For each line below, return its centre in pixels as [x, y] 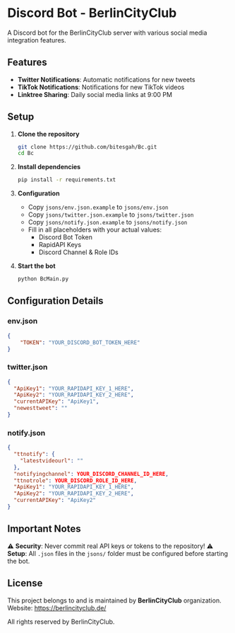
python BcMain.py [43, 279]
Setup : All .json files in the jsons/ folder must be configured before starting [117, 553]
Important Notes [44, 529]
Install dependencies [49, 167]
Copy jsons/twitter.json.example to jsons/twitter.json [111, 215]
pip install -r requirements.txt [67, 180]
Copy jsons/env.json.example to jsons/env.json [98, 207]
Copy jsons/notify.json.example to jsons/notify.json [108, 222]
